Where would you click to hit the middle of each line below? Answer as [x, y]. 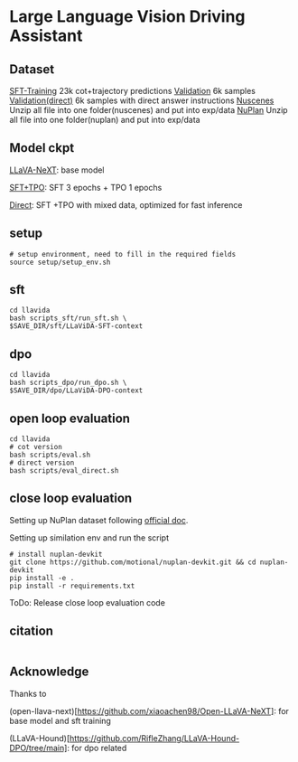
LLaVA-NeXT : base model [57, 170]
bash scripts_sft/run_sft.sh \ [68, 318]
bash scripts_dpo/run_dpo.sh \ [68, 383]
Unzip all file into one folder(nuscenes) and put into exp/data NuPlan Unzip [149, 110]
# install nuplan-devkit [56, 554]
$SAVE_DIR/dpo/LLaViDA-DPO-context [76, 390]
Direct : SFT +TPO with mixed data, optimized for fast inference [126, 204]
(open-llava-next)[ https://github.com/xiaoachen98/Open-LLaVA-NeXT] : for [149, 710]
